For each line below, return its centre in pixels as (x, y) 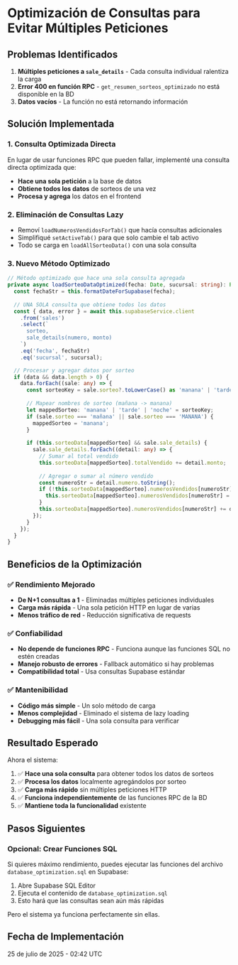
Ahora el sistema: (33, 760)
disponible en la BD (46, 94)
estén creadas (39, 657)
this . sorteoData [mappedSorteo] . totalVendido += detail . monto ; (132, 463)
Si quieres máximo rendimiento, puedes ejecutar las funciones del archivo (115, 864)
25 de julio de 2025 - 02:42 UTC (55, 954)
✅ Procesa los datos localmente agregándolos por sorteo (102, 782)
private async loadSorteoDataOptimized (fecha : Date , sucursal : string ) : (117, 285)
